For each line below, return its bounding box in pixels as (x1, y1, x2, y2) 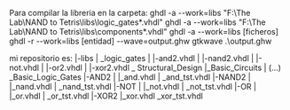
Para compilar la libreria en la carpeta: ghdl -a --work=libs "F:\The (9, 8, 251, 18)
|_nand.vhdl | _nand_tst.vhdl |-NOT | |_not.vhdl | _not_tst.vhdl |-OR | (9, 82, 257, 91)
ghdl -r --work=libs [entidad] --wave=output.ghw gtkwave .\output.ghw (9, 35, 272, 46)
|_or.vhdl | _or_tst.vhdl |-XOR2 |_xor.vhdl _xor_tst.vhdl (9, 90, 204, 101)
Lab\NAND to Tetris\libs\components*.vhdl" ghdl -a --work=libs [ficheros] (9, 27, 279, 36)
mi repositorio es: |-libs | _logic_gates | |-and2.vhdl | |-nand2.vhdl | (9, 53, 255, 63)
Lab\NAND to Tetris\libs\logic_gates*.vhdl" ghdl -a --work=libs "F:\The (9, 17, 266, 27)
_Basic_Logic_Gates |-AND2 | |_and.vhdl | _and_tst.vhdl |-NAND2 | (9, 72, 251, 82)
